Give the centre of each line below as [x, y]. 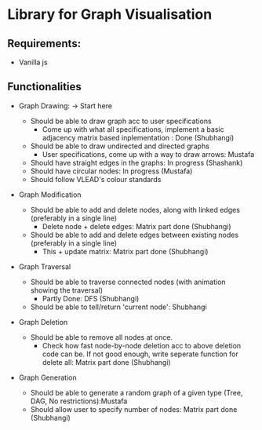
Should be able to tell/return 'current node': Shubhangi [118, 307]
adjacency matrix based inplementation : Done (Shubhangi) [138, 137]
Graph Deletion [43, 322]
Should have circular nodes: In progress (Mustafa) [111, 171]
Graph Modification [50, 195]
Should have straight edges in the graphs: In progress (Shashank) [136, 162]
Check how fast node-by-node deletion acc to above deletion [142, 345]
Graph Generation [47, 377]
